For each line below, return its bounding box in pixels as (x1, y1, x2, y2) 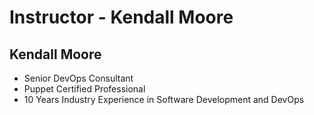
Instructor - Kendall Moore (9, 6, 234, 29)
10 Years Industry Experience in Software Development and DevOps (23, 94, 305, 105)
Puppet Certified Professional (23, 83, 146, 95)
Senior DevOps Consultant (23, 72, 134, 84)
